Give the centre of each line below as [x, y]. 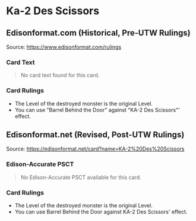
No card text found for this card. [60, 75]
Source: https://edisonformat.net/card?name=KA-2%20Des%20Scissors [95, 149]
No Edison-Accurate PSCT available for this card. [81, 177]
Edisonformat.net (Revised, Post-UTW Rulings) [95, 134]
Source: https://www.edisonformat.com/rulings [64, 47]
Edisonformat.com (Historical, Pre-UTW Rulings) [99, 33]
